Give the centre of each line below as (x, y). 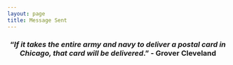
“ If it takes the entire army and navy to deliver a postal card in (118, 45)
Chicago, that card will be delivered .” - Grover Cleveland (118, 53)
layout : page (26, 14)
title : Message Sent (38, 20)
